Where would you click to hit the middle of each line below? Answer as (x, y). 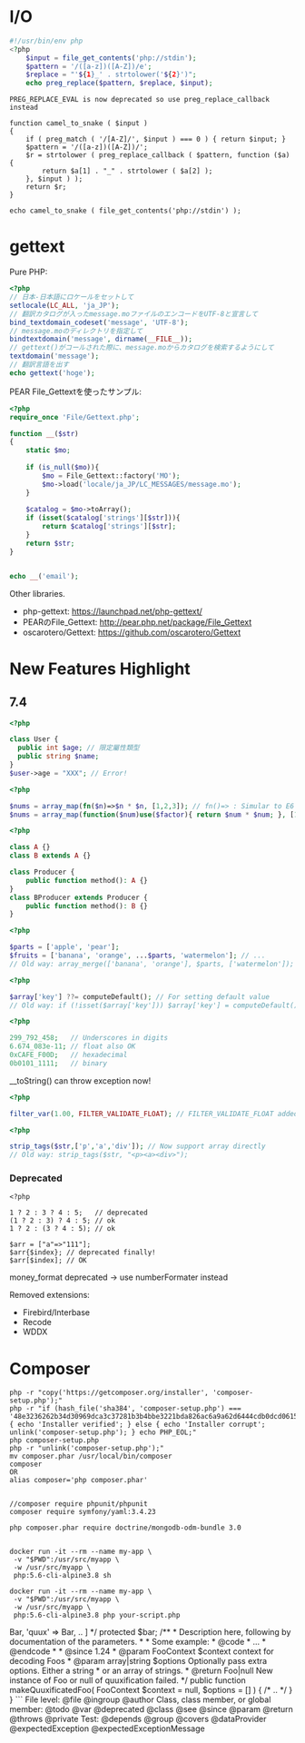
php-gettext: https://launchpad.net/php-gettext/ (112, 611)
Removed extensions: (50, 1295)
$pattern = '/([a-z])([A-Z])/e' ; (89, 66)
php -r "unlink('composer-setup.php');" (87, 1449)
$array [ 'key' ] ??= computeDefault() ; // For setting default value (140, 996)
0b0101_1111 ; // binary (58, 1063)
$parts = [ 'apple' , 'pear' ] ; (64, 947)
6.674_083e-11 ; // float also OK (73, 1046)
